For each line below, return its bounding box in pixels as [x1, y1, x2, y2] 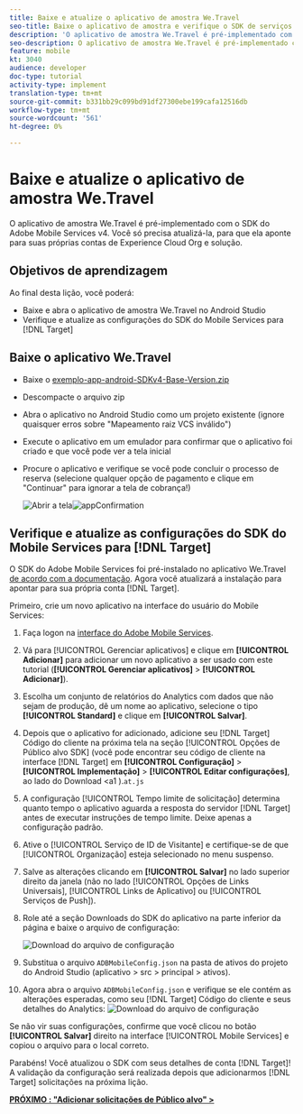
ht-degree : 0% [9, 123, 63, 132]
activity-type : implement [9, 80, 106, 89]
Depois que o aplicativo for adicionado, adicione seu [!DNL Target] [22, 728, 271, 739]
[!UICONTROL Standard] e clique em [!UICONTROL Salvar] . [22, 710, 248, 722]
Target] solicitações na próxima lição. [9, 1077, 149, 1088]
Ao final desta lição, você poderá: [9, 287, 134, 298]
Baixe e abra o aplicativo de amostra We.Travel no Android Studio [22, 304, 266, 316]
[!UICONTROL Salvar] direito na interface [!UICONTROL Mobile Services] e [9, 1030, 289, 1042]
